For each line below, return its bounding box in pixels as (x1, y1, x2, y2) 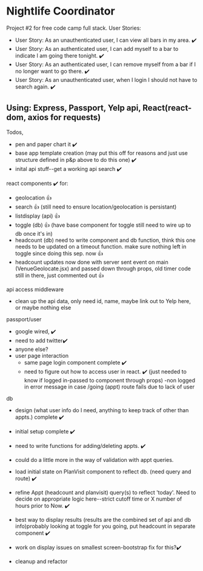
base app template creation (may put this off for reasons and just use (15, 149, 188, 156)
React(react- (142, 103, 192, 113)
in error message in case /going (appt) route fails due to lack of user (24, 383, 195, 390)
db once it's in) (15, 230, 53, 237)
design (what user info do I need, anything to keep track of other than (15, 406, 189, 413)
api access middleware (6, 285, 64, 293)
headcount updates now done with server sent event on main (15, 258, 168, 265)
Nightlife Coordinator (6, 4, 115, 18)
